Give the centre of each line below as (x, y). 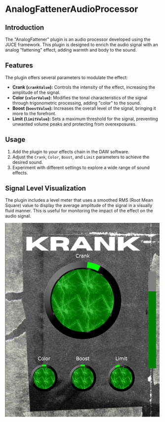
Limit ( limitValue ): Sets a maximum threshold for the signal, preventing (85, 119)
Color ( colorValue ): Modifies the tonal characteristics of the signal (80, 97)
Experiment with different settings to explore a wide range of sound (81, 167)
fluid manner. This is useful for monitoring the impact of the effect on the (79, 211)
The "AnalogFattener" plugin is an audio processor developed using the (78, 39)
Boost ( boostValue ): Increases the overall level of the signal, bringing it (84, 108)
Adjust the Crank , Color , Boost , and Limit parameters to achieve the (81, 157)
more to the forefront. (34, 113)
